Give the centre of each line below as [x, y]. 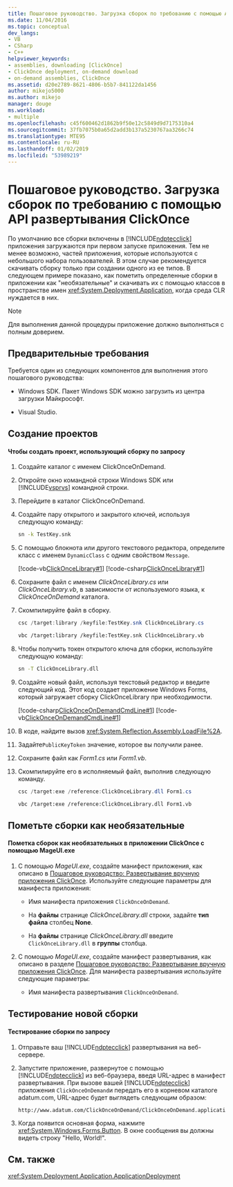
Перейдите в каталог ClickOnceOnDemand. [81, 501]
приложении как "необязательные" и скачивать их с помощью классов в [116, 282]
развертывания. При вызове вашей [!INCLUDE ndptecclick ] [104, 1082]
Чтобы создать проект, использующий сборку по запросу [96, 451]
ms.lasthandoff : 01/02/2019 [48, 149]
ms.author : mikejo [34, 98]
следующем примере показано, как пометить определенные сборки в [113, 275]
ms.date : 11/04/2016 [38, 20]
